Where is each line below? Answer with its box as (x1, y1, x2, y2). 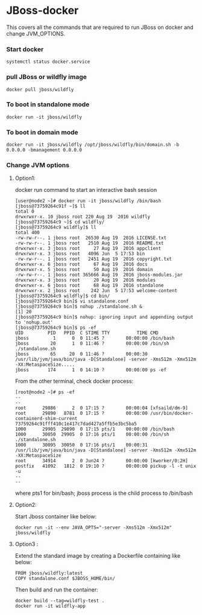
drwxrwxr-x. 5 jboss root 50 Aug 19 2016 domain (14, 267, 153, 273)
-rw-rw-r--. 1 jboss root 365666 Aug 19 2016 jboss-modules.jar (14, 272, 183, 278)
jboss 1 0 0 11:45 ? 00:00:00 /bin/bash (14, 336, 175, 342)
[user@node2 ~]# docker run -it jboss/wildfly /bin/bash (14, 198, 162, 204)
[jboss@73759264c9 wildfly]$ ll (14, 225, 96, 231)
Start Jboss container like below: (14, 513, 97, 520)
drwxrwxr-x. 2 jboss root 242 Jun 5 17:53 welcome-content (14, 288, 178, 294)
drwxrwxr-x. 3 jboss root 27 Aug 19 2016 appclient (14, 246, 162, 252)
